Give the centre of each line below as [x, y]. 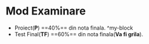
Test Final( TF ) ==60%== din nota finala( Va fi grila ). [79, 34]
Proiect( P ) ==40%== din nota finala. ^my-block [74, 28]
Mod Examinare [46, 11]
